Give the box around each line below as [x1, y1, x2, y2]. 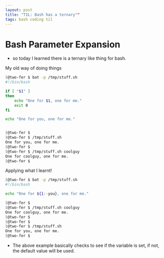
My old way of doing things [5, 65, 62, 71]
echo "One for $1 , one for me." [14, 98, 82, 103]
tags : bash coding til [5, 17, 53, 22]
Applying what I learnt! [5, 167, 52, 174]
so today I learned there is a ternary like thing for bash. [12, 55, 127, 61]
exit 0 [14, 103, 28, 108]
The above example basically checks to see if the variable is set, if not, [12, 242, 159, 248]
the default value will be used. [12, 248, 75, 254]
